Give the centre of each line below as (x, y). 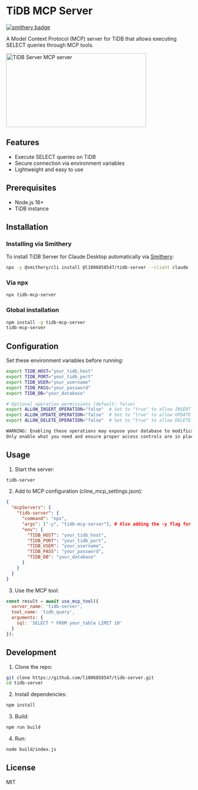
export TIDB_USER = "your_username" (49, 382)
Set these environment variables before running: (65, 360)
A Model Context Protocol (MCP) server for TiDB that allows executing (91, 38)
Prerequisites (31, 188)
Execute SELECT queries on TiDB (55, 157)
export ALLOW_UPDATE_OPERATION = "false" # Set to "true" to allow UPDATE (99, 415)
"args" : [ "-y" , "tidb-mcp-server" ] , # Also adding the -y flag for (106, 524)
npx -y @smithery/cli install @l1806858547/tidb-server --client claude (97, 268)
